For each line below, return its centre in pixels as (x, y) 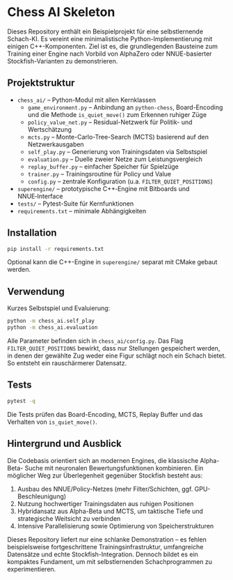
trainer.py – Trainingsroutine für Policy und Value (99, 174)
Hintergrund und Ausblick (64, 444)
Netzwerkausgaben (56, 144)
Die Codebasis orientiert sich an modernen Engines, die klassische (103, 460)
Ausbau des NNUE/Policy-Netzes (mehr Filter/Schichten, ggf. (105, 489)
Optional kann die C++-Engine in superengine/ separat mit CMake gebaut (112, 262)
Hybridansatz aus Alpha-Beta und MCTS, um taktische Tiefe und (110, 511)
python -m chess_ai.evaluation (53, 328)
